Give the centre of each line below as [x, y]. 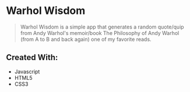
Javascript [27, 72]
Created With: [32, 57]
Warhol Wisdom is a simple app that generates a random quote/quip [102, 27]
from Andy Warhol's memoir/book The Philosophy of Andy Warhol [100, 33]
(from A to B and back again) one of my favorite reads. [86, 39]
